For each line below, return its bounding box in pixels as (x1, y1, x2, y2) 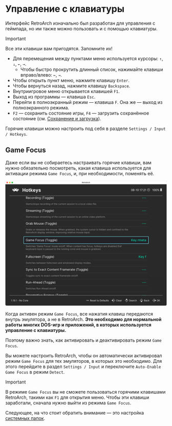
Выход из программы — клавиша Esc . (12, 94, 96, 100)
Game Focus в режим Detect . (5, 368, 65, 375)
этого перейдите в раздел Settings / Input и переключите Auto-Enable (5, 363, 161, 369)
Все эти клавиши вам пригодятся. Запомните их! (5, 45, 113, 51)
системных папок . (5, 415, 45, 421)
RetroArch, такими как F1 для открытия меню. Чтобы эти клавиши (5, 394, 149, 400)
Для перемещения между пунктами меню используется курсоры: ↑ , (12, 55, 163, 62)
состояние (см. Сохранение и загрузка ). (12, 115, 101, 121)
